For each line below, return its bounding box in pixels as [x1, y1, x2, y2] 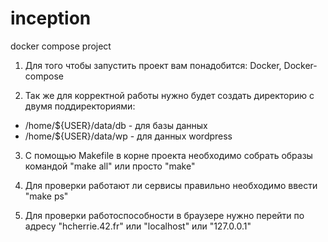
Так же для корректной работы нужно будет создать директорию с [24, 89, 315, 101]
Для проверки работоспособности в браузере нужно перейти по [24, 209, 305, 221]
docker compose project [10, 40, 112, 52]
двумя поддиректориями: [24, 100, 136, 112]
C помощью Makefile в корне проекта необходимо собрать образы [24, 149, 313, 161]
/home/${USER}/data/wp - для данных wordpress [24, 130, 233, 142]
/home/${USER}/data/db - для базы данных [24, 119, 208, 131]
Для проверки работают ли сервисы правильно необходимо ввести [24, 179, 318, 191]
